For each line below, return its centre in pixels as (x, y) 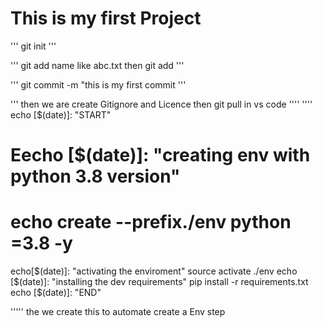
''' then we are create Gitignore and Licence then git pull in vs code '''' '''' (161, 104)
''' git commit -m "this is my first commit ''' (98, 84)
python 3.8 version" (95, 176)
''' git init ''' (33, 46)
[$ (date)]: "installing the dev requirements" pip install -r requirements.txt (159, 282)
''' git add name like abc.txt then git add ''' (97, 65)
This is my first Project (106, 18)
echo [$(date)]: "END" (56, 293)
